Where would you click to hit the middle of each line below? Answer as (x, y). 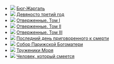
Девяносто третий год (40, 14)
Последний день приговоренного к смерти (63, 38)
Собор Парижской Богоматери (50, 44)
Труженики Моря (35, 50)
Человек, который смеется (45, 56)
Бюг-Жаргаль (31, 8)
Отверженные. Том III (39, 32)
